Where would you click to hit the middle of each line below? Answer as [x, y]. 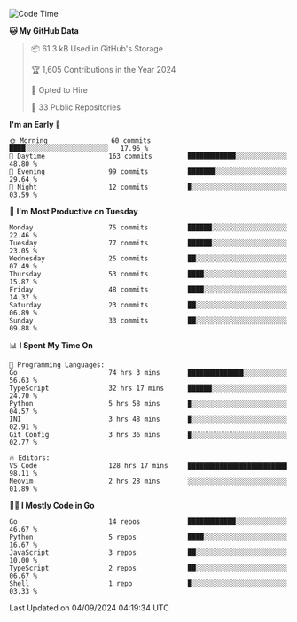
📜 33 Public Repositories [76, 107]
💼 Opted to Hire [59, 90]
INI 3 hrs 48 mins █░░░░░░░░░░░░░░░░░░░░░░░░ [148, 419]
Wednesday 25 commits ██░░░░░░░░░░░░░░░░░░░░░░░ [148, 259]
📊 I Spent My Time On [51, 345]
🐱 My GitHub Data [44, 31]
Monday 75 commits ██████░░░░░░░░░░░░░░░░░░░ [148, 228]
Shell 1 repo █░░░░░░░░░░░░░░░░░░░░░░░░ [148, 584]
